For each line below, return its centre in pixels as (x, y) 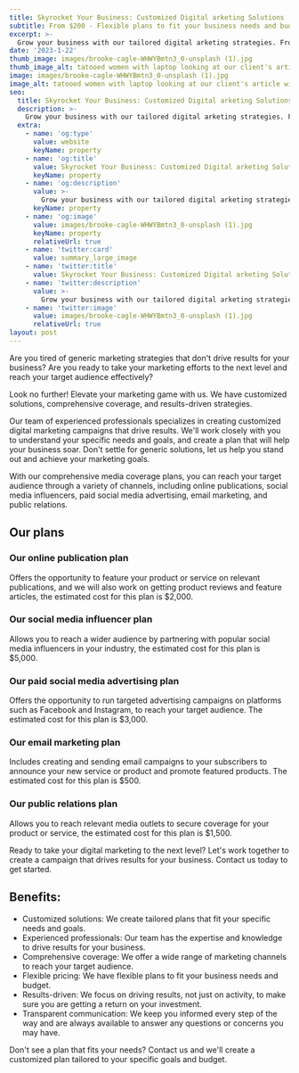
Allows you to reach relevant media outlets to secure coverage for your (139, 823)
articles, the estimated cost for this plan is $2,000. (101, 596)
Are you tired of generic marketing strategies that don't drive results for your (149, 358)
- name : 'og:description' (73, 184)
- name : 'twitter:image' (71, 308)
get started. (30, 869)
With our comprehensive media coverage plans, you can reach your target (145, 476)
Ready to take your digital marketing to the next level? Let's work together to (149, 850)
